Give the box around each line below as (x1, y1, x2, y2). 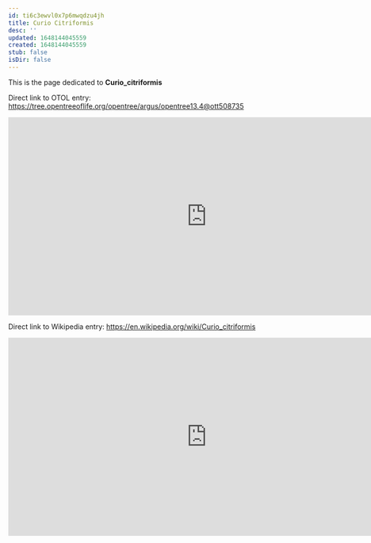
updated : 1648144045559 (8, 33, 87, 42)
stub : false (8, 48, 48, 56)
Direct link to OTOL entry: (8, 93, 91, 102)
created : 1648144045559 (8, 41, 87, 49)
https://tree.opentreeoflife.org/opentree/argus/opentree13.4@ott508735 (8, 101, 244, 111)
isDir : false (8, 56, 52, 64)
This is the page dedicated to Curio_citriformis (8, 77, 163, 87)
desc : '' (8, 26, 37, 34)
